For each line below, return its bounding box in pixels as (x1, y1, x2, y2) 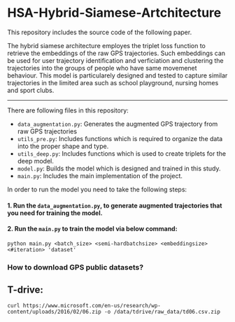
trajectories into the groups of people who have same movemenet (7, 64, 197, 72)
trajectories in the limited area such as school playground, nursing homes (7, 78, 219, 87)
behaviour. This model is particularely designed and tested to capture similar (7, 71, 228, 80)
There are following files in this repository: (7, 106, 129, 115)
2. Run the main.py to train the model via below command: (7, 225, 178, 233)
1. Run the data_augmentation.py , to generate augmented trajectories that (7, 201, 222, 210)
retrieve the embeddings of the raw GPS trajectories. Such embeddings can (7, 49, 226, 57)
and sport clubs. (7, 86, 55, 94)
